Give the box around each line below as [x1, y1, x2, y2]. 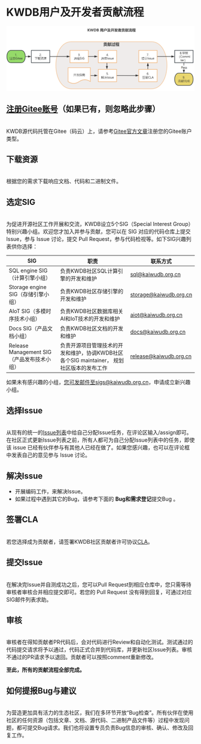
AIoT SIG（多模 [8, 308, 46, 315]
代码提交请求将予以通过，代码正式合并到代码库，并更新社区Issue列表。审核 [6, 646, 193, 653]
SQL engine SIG [8, 267, 48, 274]
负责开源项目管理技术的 [60, 341, 118, 349]
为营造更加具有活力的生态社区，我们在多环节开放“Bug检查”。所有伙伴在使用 [6, 709, 194, 716]
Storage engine [8, 284, 47, 291]
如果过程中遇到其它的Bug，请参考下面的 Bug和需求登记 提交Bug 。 [14, 495, 179, 502]
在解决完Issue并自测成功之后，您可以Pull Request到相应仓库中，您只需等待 [6, 581, 191, 588]
